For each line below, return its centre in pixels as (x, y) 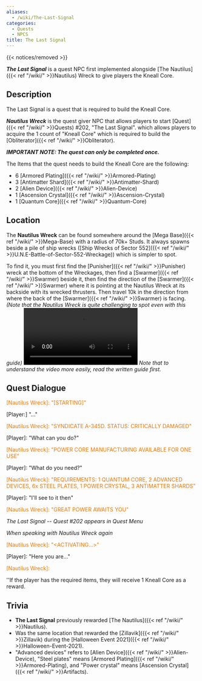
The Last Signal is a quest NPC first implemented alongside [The (88, 69)
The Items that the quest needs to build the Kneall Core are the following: (98, 164)
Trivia (17, 606)
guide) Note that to (87, 363)
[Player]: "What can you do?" (43, 438)
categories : (21, 23)
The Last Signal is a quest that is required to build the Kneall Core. (89, 109)
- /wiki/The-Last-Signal (43, 18)
